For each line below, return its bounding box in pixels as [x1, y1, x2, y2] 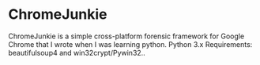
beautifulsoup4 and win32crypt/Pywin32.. [8, 48, 146, 57]
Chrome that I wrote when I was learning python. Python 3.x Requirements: [8, 39, 253, 49]
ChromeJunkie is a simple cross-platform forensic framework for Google [8, 31, 245, 41]
